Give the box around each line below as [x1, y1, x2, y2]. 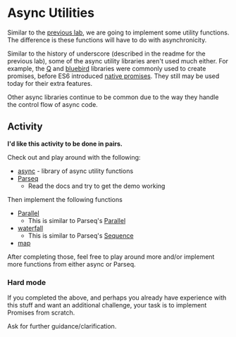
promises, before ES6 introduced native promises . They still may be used [7, 72, 220, 80]
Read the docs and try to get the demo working [27, 182, 166, 190]
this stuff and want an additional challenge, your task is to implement [7, 301, 207, 310]
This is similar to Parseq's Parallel [27, 216, 126, 224]
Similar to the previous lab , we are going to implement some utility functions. [7, 28, 230, 37]
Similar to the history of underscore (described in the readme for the [7, 49, 206, 58]
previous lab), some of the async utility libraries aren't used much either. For [7, 56, 229, 65]
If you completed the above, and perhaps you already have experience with [7, 293, 227, 302]
